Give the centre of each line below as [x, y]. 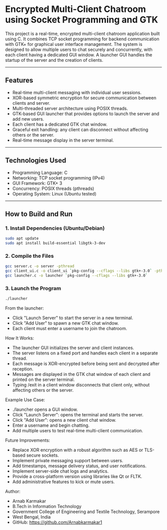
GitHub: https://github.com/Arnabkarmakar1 [57, 523]
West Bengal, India [32, 517]
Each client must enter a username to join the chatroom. [70, 329]
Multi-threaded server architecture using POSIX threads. [70, 108]
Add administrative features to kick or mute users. [64, 482]
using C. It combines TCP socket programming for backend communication [82, 39]
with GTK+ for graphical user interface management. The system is [74, 44]
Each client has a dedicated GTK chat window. [60, 124]
